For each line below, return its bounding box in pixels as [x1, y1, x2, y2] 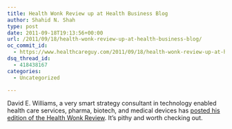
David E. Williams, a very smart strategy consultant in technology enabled [7, 99, 217, 108]
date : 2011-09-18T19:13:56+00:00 [7, 29, 104, 37]
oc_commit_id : [7, 42, 48, 49]
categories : [7, 68, 41, 75]
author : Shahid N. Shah [7, 17, 76, 23]
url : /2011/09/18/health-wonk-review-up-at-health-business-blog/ [7, 36, 202, 43]
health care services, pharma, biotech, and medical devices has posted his [7, 106, 220, 115]
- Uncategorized [13, 74, 60, 81]
